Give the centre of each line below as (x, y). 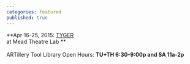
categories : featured (34, 12)
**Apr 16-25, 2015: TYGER (40, 35)
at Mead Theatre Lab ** (36, 41)
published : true (27, 18)
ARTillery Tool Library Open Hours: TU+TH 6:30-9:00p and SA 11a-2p (95, 54)
